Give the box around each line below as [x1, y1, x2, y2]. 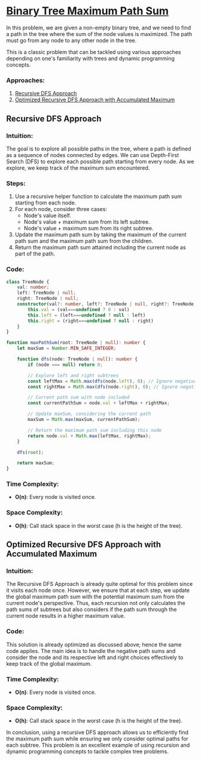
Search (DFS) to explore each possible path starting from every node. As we [6, 158, 194, 165]
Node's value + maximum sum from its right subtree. [23, 225, 154, 232]
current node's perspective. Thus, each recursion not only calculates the [6, 600, 185, 607]
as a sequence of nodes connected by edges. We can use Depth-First [6, 151, 179, 158]
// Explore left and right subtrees [28, 372, 119, 378]
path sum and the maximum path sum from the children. [14, 237, 154, 245]
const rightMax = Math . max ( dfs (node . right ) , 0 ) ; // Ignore [28, 384, 178, 390]
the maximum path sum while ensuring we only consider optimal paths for [6, 735, 188, 742]
